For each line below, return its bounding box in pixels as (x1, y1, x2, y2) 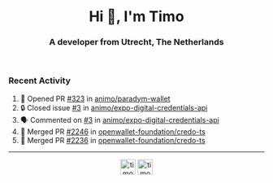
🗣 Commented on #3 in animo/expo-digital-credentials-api (19, 115, 219, 124)
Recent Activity (8, 75, 71, 86)
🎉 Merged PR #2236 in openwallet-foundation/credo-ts (19, 135, 206, 145)
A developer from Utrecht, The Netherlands (49, 37, 224, 48)
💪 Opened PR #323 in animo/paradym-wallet (19, 94, 171, 103)
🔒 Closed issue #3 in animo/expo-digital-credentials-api (19, 102, 208, 112)
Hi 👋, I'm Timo (89, 7, 184, 26)
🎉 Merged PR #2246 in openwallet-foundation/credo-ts (19, 126, 206, 137)
